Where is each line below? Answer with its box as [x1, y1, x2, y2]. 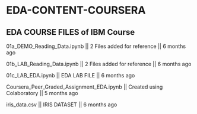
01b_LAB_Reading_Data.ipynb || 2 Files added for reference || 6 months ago [6, 60, 192, 67]
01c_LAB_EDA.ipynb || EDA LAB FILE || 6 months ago [6, 72, 135, 79]
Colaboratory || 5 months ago [6, 90, 78, 96]
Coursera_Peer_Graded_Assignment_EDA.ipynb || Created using [6, 83, 163, 90]
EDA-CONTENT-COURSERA [6, 4, 146, 17]
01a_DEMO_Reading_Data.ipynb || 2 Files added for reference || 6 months [6, 43, 186, 50]
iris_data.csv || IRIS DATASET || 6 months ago [6, 101, 117, 108]
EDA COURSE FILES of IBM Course [6, 27, 135, 37]
